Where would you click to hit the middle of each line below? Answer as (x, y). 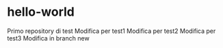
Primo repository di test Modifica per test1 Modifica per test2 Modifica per (112, 31)
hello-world (41, 12)
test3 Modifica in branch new (49, 38)
